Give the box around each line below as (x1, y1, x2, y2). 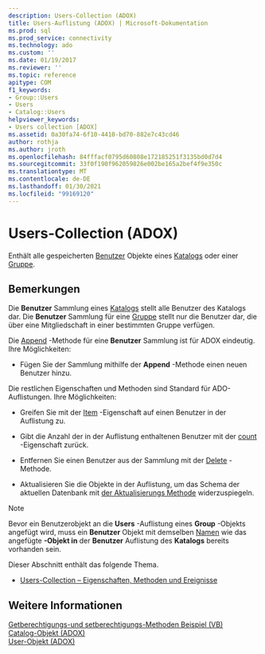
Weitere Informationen (8, 598, 123, 612)
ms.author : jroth (8, 145, 66, 153)
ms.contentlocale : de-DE (8, 175, 91, 184)
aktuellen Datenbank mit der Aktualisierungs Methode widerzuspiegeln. (19, 488, 255, 497)
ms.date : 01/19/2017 (8, 57, 77, 65)
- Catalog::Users (8, 109, 66, 117)
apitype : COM (8, 78, 52, 86)
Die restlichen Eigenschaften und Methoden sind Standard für (8, 384, 211, 394)
